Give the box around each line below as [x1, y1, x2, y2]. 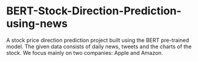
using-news [6, 17, 68, 30]
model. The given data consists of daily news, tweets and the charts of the [6, 43, 192, 50]
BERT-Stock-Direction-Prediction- [6, 4, 182, 18]
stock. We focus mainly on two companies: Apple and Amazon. [6, 49, 164, 56]
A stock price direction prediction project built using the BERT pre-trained [6, 36, 190, 44]
